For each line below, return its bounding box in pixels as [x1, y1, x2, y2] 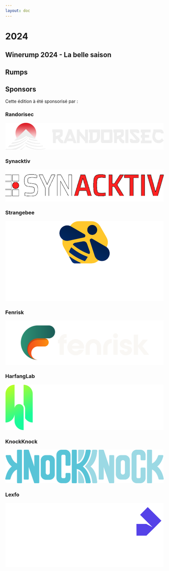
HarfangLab [5, 372, 35, 379]
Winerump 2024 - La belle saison [5, 51, 112, 59]
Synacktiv [5, 157, 31, 164]
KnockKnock [5, 438, 38, 445]
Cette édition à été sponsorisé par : [5, 99, 78, 105]
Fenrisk [5, 309, 24, 316]
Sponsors [5, 85, 36, 93]
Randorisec [5, 111, 34, 118]
